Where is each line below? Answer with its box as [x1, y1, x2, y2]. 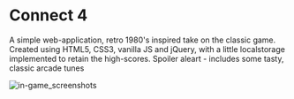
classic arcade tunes [9, 63, 85, 73]
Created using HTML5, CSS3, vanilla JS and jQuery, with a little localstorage [9, 43, 285, 54]
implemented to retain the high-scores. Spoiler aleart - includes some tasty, [9, 53, 284, 64]
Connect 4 [9, 5, 88, 26]
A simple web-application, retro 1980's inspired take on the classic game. [9, 34, 276, 45]
